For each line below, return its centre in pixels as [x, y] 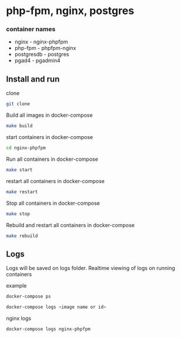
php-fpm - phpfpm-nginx [45, 48]
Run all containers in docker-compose [52, 159]
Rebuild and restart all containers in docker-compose [71, 225]
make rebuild [22, 236]
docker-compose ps [29, 297]
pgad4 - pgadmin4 [37, 60]
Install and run [33, 79]
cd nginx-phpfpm [26, 148]
